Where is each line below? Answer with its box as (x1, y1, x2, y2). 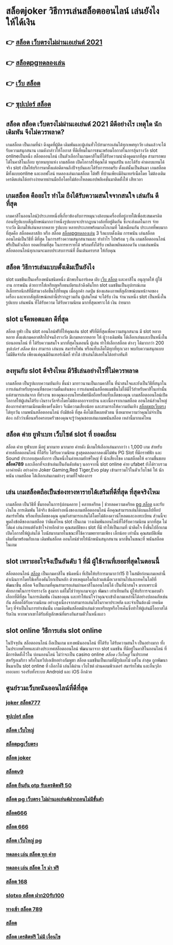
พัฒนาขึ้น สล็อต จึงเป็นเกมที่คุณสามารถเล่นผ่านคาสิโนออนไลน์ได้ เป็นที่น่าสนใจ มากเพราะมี (6, 582, 157, 588)
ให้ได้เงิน (6, 16, 35, 28)
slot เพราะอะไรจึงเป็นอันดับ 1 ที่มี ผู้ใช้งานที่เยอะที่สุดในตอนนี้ (6, 557, 160, 566)
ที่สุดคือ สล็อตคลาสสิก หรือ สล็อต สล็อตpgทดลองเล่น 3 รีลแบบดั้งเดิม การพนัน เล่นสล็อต (6, 230, 155, 236)
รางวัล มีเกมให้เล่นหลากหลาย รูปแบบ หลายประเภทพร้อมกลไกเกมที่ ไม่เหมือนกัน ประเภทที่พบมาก (6, 224, 168, 230)
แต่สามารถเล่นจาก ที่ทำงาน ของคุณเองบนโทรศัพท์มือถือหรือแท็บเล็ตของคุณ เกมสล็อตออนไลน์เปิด (6, 392, 168, 398)
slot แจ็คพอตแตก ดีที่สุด (6, 315, 69, 323)
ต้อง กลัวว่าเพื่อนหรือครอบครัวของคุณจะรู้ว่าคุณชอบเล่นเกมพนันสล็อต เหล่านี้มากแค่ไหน (6, 415, 151, 421)
